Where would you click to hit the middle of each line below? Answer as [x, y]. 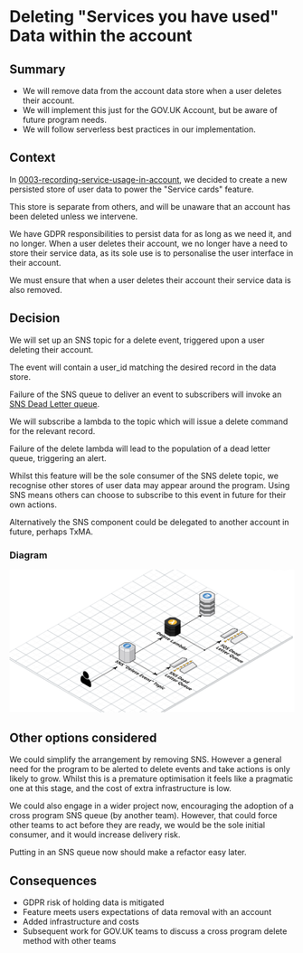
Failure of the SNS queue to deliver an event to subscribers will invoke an [146, 394]
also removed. [36, 289]
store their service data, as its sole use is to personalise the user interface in [151, 253]
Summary [38, 69]
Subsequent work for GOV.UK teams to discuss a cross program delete [155, 931]
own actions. [33, 505]
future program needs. [64, 120]
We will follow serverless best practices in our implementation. [139, 129]
